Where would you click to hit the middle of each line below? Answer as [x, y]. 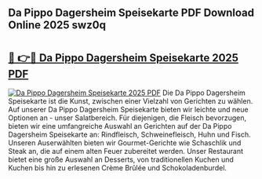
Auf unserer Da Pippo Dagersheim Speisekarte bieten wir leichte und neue [128, 110]
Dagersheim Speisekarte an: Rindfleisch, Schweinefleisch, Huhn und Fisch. [129, 134]
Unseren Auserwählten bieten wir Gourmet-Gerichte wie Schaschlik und [125, 143]
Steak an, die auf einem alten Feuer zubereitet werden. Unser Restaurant [126, 151]
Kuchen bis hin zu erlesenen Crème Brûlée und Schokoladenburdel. [118, 168]
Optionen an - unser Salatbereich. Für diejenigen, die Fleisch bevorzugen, [127, 118]
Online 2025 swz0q [57, 26]
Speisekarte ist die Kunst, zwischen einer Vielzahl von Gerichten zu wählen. [131, 101]
